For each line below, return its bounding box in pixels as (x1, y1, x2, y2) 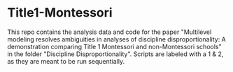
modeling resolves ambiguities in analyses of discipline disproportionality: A (7, 35, 226, 43)
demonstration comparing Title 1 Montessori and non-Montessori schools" (7, 42, 222, 51)
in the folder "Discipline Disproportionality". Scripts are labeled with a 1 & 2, (7, 50, 224, 58)
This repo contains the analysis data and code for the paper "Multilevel (7, 28, 212, 36)
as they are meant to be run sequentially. (7, 57, 125, 65)
